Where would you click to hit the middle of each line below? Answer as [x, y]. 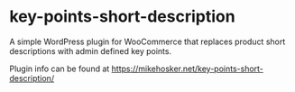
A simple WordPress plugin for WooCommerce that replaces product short [147, 41]
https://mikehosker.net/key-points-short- [188, 69]
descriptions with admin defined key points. [91, 51]
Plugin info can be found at [60, 69]
